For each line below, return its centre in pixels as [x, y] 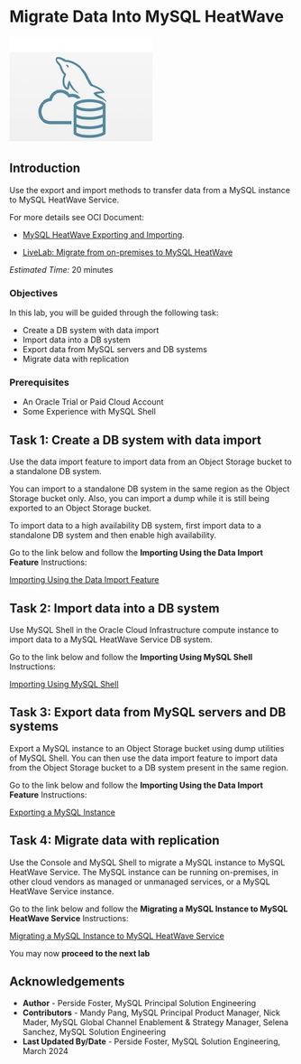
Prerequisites [39, 382]
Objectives [34, 293]
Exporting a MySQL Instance [62, 812]
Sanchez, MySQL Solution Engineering [94, 1032]
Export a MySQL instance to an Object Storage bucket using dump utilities [147, 748]
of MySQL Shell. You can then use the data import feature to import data [143, 758]
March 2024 [46, 1051]
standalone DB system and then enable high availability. [113, 536]
